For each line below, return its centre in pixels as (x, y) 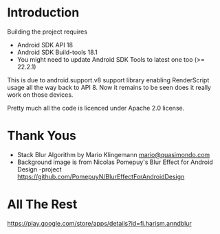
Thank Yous (42, 136)
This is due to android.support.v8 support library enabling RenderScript (108, 80)
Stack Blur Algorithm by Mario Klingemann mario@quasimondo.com (113, 154)
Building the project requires (47, 32)
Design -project (39, 169)
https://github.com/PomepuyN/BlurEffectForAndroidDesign (101, 176)
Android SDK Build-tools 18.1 (57, 52)
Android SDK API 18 (45, 45)
